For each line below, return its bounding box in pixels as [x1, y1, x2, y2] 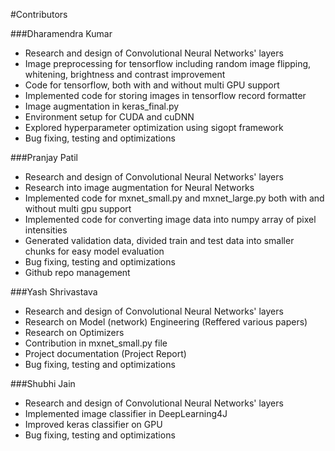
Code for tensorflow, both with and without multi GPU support [24, 79, 280, 91]
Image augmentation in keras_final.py [24, 100, 180, 112]
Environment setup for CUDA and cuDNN [24, 111, 195, 123]
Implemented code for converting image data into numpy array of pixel [24, 214, 317, 225]
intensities [24, 224, 68, 236]
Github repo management [24, 267, 131, 278]
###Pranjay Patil [10, 152, 78, 163]
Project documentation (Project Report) [24, 348, 187, 359]
